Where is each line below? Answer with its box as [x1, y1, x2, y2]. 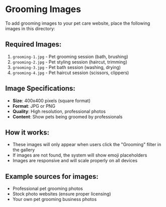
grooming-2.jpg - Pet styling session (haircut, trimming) [12, 59, 127, 65]
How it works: [5, 128, 49, 136]
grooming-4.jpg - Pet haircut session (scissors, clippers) [12, 70, 129, 76]
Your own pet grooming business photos [12, 196, 97, 202]
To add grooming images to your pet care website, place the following [5, 20, 150, 26]
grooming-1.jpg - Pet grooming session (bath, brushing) [12, 53, 128, 59]
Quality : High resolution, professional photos [12, 108, 106, 114]
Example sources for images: [5, 172, 99, 181]
